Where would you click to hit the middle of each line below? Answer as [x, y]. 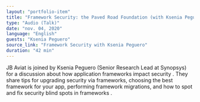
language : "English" [32, 34]
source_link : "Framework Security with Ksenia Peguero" [77, 45]
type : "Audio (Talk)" [33, 23]
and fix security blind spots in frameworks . [59, 92]
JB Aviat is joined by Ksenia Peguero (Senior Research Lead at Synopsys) [96, 67]
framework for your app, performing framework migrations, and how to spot [99, 86]
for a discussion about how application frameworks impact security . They [97, 74]
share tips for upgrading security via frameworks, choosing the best [90, 80]
